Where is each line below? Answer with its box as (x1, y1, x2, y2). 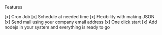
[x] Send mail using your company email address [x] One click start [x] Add (4, 19, 157, 25)
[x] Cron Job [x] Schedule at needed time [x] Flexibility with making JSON (4, 14, 155, 19)
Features (4, 4, 23, 10)
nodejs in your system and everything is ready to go (4, 24, 110, 30)
